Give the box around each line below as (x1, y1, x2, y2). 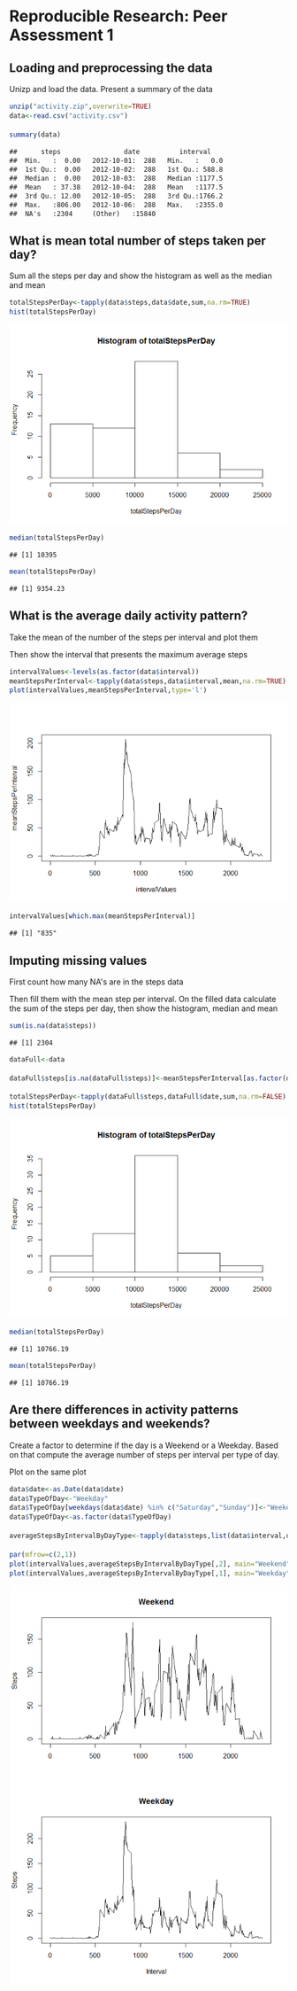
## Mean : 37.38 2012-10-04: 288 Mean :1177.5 (9, 183, 224, 191)
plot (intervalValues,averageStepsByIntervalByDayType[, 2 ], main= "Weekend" (9, 1559, 291, 1568)
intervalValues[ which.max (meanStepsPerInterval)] (9, 912, 196, 921)
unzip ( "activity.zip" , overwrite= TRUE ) (9, 102, 152, 111)
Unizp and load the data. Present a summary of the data (9, 84, 214, 94)
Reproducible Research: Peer (9, 6, 228, 27)
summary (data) (9, 130, 62, 139)
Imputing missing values (9, 953, 148, 968)
